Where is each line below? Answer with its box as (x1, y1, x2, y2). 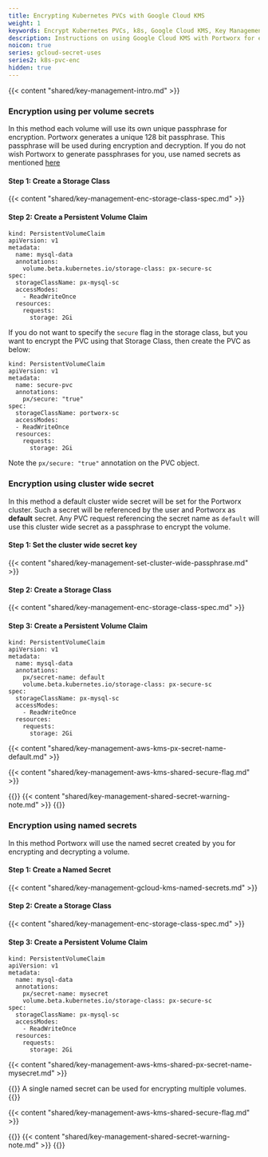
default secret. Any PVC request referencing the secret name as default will (8, 513, 260, 523)
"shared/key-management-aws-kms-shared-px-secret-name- (47, 1060, 253, 1070)
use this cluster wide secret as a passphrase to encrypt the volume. (8, 521, 231, 532)
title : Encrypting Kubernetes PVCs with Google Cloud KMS (8, 11, 205, 20)
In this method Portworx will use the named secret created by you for (8, 838, 236, 848)
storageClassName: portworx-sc (15, 409, 120, 417)
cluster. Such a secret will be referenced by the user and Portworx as (8, 505, 236, 514)
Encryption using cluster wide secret (8, 478, 154, 489)
